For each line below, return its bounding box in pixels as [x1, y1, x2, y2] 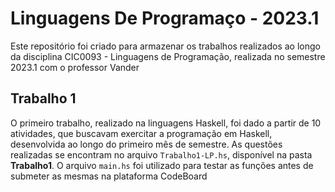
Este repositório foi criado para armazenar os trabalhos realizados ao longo [10, 40, 321, 52]
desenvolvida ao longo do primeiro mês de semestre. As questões [10, 138, 283, 150]
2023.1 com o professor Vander [10, 61, 140, 73]
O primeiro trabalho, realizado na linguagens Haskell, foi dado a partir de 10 [10, 117, 322, 129]
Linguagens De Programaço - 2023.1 [10, 7, 320, 30]
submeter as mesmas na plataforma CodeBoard [10, 170, 208, 182]
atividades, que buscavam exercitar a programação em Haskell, [10, 127, 273, 139]
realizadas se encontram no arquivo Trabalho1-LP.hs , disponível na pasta [10, 148, 313, 161]
